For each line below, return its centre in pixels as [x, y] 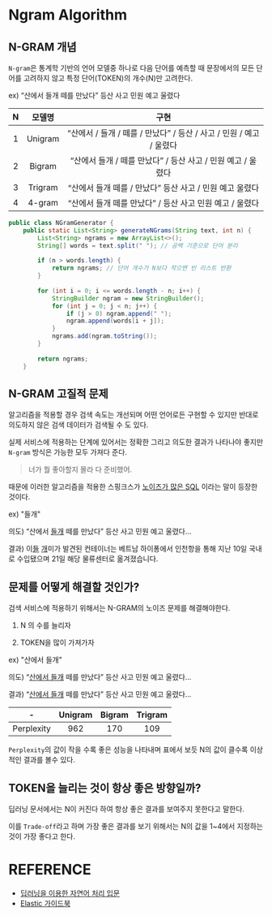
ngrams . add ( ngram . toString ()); [104, 336]
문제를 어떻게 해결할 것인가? [74, 587]
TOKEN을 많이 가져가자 [57, 642]
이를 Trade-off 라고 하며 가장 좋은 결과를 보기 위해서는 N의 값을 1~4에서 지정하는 [136, 826]
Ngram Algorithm [68, 15]
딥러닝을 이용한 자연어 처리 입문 [70, 893]
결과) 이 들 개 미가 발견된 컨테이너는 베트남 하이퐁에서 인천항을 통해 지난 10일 [128, 549]
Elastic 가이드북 [45, 903]
